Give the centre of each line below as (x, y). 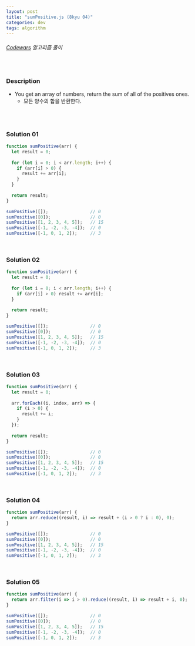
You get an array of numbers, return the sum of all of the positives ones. (102, 94)
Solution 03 (23, 375)
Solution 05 (23, 582)
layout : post (22, 11)
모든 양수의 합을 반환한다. (53, 101)
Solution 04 (23, 500)
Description (23, 81)
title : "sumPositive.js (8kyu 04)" (50, 17)
